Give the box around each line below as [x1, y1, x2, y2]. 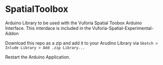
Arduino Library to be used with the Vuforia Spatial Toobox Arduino [5, 20, 142, 26]
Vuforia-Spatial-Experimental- [92, 25, 154, 31]
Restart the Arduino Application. [5, 54, 70, 60]
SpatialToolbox [5, 3, 68, 15]
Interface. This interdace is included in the [5, 25, 91, 31]
